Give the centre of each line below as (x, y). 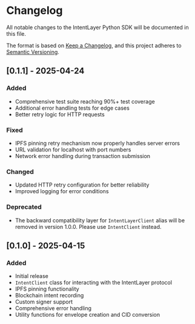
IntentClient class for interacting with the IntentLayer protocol (94, 283)
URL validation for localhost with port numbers (73, 150)
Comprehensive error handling (53, 308)
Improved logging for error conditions (62, 191)
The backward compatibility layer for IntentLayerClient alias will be (100, 220)
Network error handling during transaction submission (82, 156)
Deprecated (24, 207)
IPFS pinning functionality (47, 289)
